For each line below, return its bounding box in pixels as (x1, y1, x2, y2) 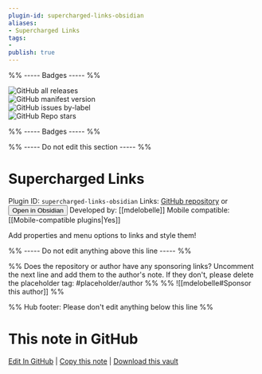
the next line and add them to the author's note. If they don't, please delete (8, 270, 254, 279)
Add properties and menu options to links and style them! (8, 230, 197, 240)
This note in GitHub (8, 330, 139, 349)
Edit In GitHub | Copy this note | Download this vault (8, 356, 179, 366)
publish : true (8, 49, 56, 56)
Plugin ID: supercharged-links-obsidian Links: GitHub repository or (8, 196, 229, 205)
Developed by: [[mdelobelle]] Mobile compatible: (68, 205, 230, 215)
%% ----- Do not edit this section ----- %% (8, 142, 152, 151)
